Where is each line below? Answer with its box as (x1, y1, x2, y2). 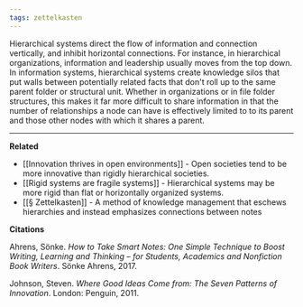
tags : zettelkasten (9, 13, 83, 23)
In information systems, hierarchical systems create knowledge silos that (9, 67, 280, 78)
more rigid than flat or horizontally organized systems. (22, 187, 224, 198)
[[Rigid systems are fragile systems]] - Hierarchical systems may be (22, 177, 275, 188)
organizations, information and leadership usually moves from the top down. (9, 57, 293, 68)
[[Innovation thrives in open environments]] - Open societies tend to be (22, 158, 287, 169)
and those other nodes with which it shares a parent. (9, 115, 206, 126)
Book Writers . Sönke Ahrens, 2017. (9, 260, 138, 271)
